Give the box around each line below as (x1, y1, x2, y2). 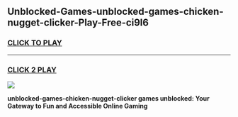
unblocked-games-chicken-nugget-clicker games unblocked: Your (7, 94, 210, 102)
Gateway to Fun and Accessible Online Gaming (7, 101, 148, 110)
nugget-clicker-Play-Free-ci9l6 (7, 17, 149, 29)
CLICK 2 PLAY (7, 65, 57, 74)
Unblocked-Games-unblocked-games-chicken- (7, 6, 225, 18)
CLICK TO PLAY (7, 38, 62, 48)
